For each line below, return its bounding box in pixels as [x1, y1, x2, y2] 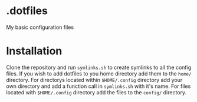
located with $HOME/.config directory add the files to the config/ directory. [6, 88, 187, 96]
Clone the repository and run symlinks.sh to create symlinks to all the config [6, 64, 192, 71]
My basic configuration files [6, 24, 74, 31]
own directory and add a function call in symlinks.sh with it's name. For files [6, 83, 191, 90]
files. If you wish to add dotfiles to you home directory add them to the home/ [6, 70, 192, 77]
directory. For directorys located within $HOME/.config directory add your [6, 76, 183, 83]
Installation [6, 44, 63, 58]
